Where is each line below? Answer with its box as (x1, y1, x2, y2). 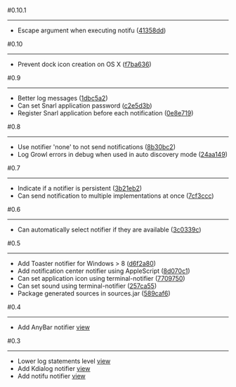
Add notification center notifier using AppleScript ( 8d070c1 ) (17, 267, 190, 275)
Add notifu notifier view (17, 372, 86, 380)
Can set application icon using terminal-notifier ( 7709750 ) (17, 274, 185, 282)
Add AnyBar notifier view (17, 323, 90, 331)
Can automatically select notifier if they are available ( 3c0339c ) (17, 225, 202, 234)
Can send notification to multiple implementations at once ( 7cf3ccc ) (17, 191, 214, 200)
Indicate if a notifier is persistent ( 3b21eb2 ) (17, 184, 143, 192)
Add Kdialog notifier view (17, 364, 91, 372)
